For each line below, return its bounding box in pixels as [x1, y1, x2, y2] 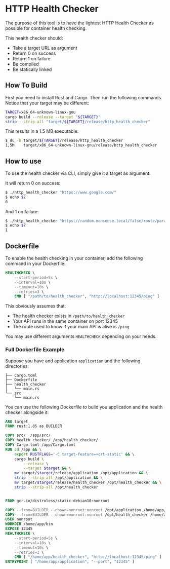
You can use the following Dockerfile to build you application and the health [5, 404, 163, 410]
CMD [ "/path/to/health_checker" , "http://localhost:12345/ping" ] [14, 294, 159, 299]
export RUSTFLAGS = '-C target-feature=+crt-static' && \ [14, 451, 135, 457]
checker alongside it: [5, 409, 49, 415]
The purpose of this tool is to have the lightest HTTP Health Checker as [5, 20, 154, 26]
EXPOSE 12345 [5, 526, 33, 532]
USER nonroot [5, 517, 33, 522]
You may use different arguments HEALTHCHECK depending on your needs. [5, 333, 157, 339]
